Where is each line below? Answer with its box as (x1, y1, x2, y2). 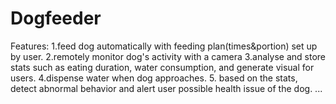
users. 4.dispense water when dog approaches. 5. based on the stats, (10, 72, 298, 84)
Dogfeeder (10, 7, 102, 30)
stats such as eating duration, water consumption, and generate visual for (10, 61, 315, 73)
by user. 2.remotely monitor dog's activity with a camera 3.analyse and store (10, 50, 326, 62)
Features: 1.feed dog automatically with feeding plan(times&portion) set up (10, 40, 318, 52)
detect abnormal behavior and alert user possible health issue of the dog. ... (10, 82, 323, 94)
